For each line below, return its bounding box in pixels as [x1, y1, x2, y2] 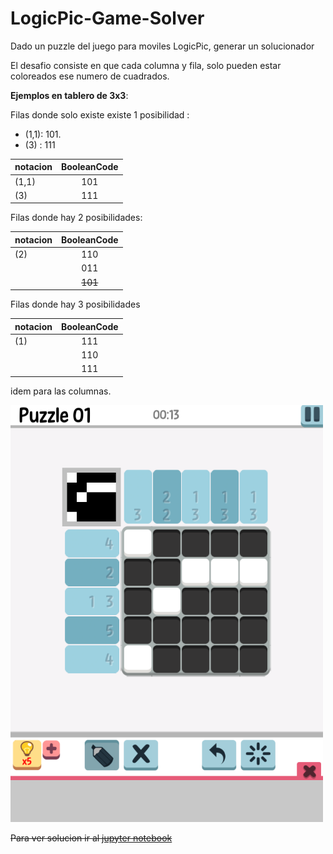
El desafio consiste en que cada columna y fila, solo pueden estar [10, 59, 282, 71]
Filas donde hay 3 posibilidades [10, 298, 141, 311]
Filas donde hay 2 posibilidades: [10, 212, 143, 224]
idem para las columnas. [10, 385, 112, 397]
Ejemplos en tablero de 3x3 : [10, 89, 129, 101]
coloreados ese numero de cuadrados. [10, 70, 170, 82]
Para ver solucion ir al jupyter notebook [10, 832, 173, 844]
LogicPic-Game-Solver [10, 7, 205, 30]
